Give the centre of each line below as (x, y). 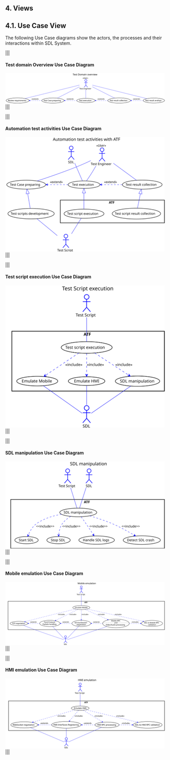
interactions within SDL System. (38, 43)
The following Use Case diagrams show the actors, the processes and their (83, 38)
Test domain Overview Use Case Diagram (50, 64)
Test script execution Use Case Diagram (48, 277)
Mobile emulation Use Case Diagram (44, 574)
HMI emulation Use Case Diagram (41, 670)
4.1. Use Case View (36, 26)
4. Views (19, 8)
